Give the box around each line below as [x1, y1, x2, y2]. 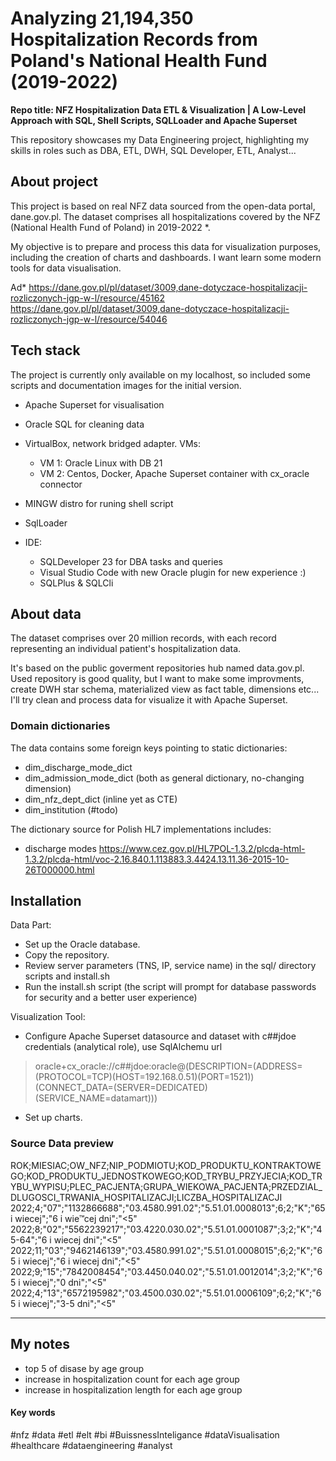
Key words [10, 1407, 56, 1419]
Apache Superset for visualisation [24, 398, 165, 411]
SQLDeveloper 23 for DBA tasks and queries [39, 555, 223, 567]
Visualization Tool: [10, 1011, 86, 1023]
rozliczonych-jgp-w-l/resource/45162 [10, 292, 165, 304]
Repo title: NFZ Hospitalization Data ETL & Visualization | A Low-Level [10, 103, 307, 116]
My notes [10, 1336, 71, 1353]
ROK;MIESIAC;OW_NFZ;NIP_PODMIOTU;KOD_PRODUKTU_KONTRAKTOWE [10, 1159, 322, 1171]
